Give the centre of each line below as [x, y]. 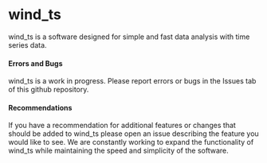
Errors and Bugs [35, 63]
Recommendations [40, 107]
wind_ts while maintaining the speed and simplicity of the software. [118, 151]
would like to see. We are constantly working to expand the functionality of [131, 142]
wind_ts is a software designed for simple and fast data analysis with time [129, 37]
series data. [27, 45]
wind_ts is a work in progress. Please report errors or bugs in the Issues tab [132, 81]
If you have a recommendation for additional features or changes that [122, 126]
